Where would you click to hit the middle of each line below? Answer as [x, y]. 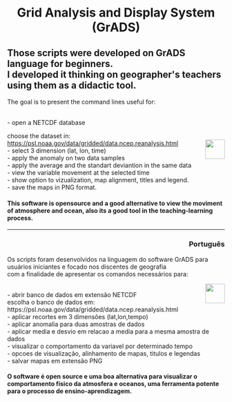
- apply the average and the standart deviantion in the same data [99, 165]
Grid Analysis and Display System [116, 13]
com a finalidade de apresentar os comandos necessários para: [98, 274]
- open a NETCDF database [46, 123]
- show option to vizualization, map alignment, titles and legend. [98, 180]
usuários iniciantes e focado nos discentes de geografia [87, 267]
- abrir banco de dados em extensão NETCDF [72, 294]
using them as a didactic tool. [72, 85]
